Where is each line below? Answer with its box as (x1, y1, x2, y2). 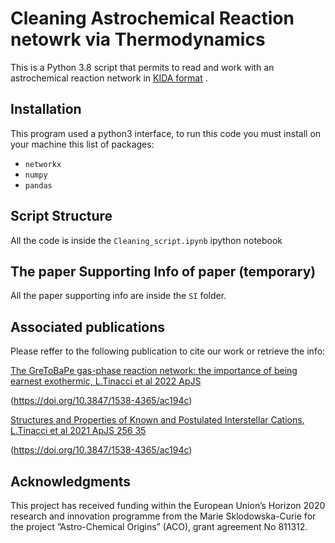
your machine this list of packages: (10, 138, 155, 150)
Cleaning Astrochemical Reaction (10, 7, 295, 30)
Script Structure (10, 208, 113, 225)
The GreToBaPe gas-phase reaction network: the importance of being (10, 365, 298, 377)
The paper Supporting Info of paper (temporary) (10, 263, 317, 280)
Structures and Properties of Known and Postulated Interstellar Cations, (10, 414, 305, 426)
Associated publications (10, 318, 166, 336)
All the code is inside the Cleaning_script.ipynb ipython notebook (10, 234, 283, 246)
